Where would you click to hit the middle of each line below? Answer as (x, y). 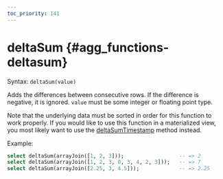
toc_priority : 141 (33, 13)
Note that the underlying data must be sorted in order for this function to (109, 115)
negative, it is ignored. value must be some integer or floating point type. (110, 102)
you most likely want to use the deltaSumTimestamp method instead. (105, 130)
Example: (20, 143)
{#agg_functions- (117, 47)
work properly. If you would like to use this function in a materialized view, (111, 123)
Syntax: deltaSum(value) (42, 81)
